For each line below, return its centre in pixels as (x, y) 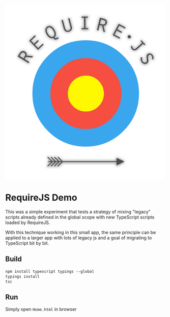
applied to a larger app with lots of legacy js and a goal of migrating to (79, 238)
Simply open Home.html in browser (41, 309)
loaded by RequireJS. (28, 223)
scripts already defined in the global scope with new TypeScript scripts (80, 217)
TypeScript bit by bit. (27, 243)
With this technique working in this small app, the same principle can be (81, 232)
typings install (22, 276)
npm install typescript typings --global (50, 271)
